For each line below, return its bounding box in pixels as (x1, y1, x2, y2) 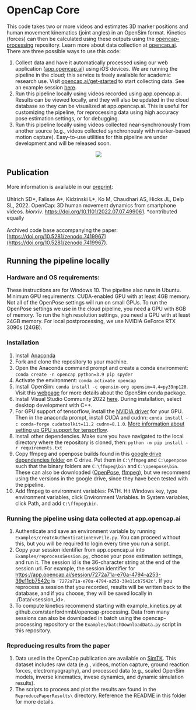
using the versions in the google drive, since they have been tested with (15, 475, 188, 482)
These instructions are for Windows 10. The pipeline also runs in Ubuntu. (6, 287, 181, 294)
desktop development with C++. (15, 401, 93, 408)
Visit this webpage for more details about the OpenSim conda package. (15, 389, 187, 396)
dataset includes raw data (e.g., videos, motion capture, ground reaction (15, 661, 189, 668)
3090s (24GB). (6, 324, 43, 331)
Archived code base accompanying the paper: (6, 226, 118, 234)
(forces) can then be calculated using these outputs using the (6, 35, 155, 42)
